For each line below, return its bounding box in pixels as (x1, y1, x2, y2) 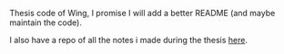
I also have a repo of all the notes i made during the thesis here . (9, 35, 248, 45)
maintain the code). (9, 17, 82, 28)
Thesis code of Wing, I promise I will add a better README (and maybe (9, 8, 276, 18)
